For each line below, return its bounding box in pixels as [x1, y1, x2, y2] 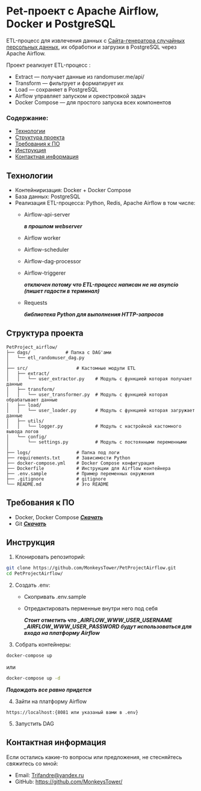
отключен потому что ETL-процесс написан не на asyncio [23, 281, 179, 289]
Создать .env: [14, 581, 51, 589]
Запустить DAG [14, 720, 54, 727]
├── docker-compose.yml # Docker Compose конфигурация [6, 460, 155, 466]
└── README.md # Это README [6, 481, 110, 487]
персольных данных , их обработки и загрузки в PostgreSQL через [6, 43, 177, 51]
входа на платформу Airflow [23, 630, 100, 637]
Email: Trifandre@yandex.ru [14, 771, 84, 778]
